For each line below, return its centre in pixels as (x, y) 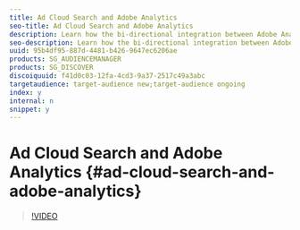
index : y (25, 92)
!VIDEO (44, 217)
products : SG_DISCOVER (51, 68)
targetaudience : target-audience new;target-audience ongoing (127, 84)
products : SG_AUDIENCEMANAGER (66, 59)
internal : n (31, 101)
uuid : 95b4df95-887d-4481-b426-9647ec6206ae (93, 51)
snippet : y (29, 109)
